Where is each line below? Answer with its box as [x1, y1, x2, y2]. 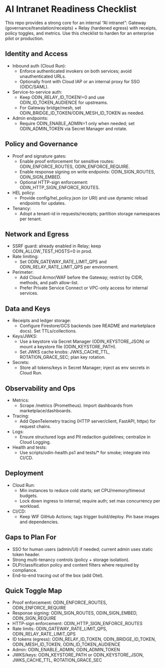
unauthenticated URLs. [19, 73, 66, 79]
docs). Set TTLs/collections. [19, 328, 77, 334]
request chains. [19, 424, 51, 429]
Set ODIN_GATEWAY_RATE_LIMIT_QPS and [19, 259, 107, 265]
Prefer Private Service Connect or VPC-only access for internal [19, 285, 148, 291]
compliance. [12, 567, 38, 573]
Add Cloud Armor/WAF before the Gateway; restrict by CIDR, [19, 274, 143, 280]
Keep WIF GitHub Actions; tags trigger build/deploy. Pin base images [19, 513, 160, 519]
